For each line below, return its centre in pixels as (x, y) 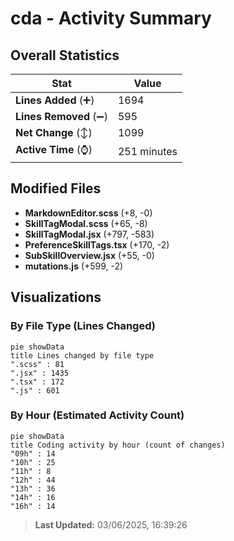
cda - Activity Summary (111, 18)
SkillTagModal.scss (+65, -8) (86, 223)
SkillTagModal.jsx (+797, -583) (89, 234)
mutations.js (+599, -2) (74, 266)
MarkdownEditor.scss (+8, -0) (88, 213)
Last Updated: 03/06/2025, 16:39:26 (111, 524)
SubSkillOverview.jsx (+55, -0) (89, 255)
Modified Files (56, 188)
